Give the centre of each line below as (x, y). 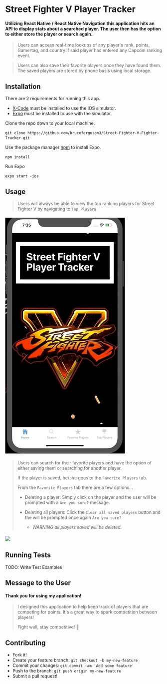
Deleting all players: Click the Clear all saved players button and (93, 512)
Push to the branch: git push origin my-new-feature (67, 671)
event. (24, 56)
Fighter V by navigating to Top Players (57, 209)
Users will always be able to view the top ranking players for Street (86, 204)
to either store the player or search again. (49, 34)
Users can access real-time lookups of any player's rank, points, (83, 45)
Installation (23, 86)
